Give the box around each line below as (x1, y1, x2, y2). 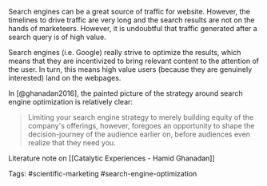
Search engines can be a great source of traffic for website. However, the (8, 7, 250, 16)
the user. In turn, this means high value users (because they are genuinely (8, 65, 253, 74)
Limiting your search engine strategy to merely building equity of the (27, 113, 254, 122)
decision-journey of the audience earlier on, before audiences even (27, 129, 250, 139)
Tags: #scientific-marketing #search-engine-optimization (8, 169, 197, 178)
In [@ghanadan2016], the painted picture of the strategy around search (8, 89, 244, 98)
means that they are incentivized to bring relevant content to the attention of (8, 56, 260, 65)
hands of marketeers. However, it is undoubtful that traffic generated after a (8, 24, 257, 33)
